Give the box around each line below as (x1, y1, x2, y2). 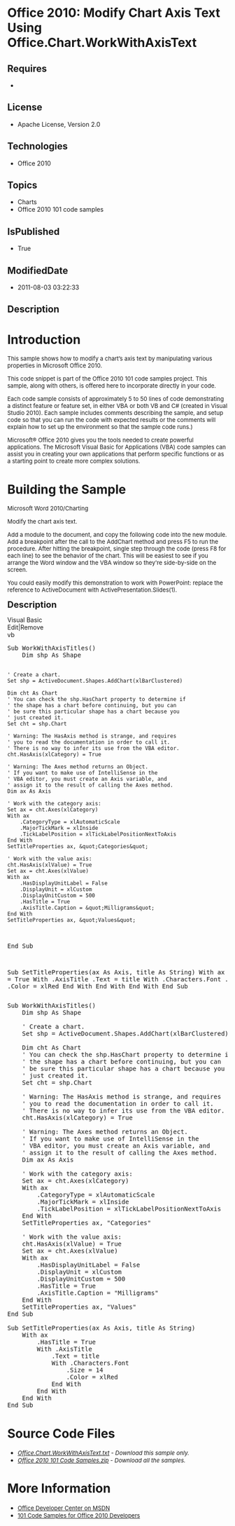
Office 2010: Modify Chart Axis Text (7, 5, 220, 21)
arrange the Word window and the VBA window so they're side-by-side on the (7, 559, 217, 567)
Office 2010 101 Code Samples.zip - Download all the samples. (17, 1457, 186, 1464)
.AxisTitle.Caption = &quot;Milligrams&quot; (20, 904, 155, 912)
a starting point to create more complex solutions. (7, 457, 141, 465)
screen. (7, 566, 28, 574)
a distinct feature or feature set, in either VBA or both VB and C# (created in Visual (7, 402, 228, 410)
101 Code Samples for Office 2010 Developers (17, 1512, 141, 1520)
